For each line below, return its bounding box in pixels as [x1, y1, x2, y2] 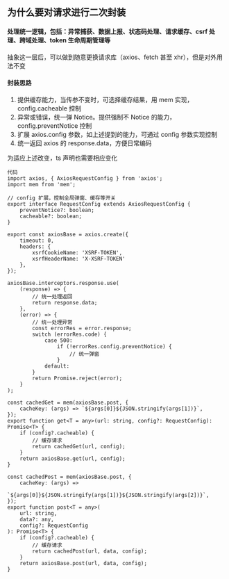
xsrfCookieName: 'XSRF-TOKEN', [32, 249, 123, 256]
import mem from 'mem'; [7, 181, 76, 188]
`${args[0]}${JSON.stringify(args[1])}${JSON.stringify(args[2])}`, [7, 491, 210, 498]
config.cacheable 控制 [17, 104, 82, 113]
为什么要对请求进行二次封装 [7, 6, 126, 19]
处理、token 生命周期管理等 [31, 35, 111, 44]
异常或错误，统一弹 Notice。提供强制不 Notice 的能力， [17, 113, 176, 121]
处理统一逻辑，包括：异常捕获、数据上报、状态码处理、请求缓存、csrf [7, 27, 208, 35]
